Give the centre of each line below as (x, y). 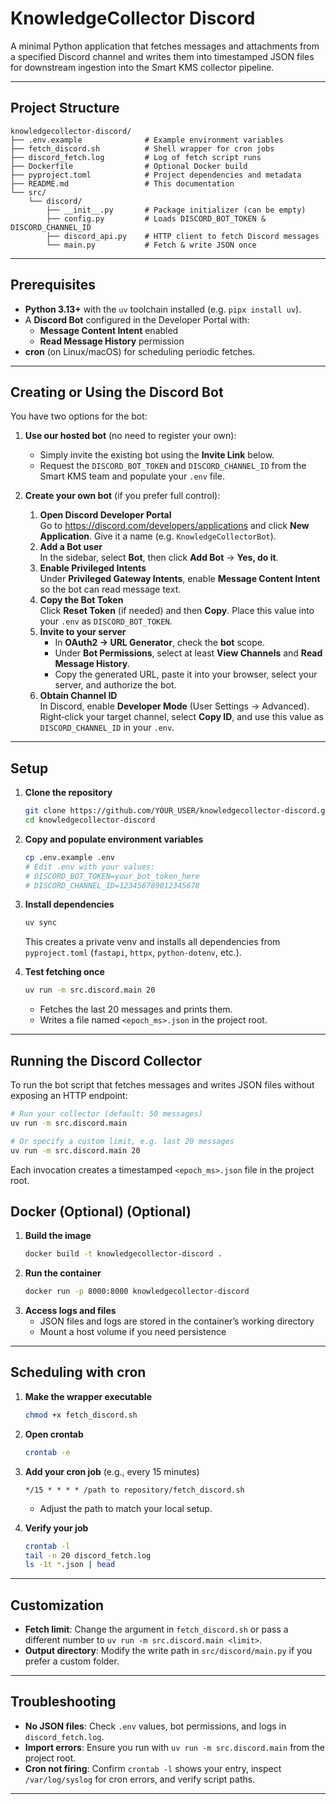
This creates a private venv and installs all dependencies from (152, 942)
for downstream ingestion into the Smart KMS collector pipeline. (142, 67)
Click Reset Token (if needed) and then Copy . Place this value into (177, 611)
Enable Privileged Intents (93, 568)
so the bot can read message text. (110, 589)
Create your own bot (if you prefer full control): (122, 496)
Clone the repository (68, 793)
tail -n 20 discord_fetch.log (88, 1555)
